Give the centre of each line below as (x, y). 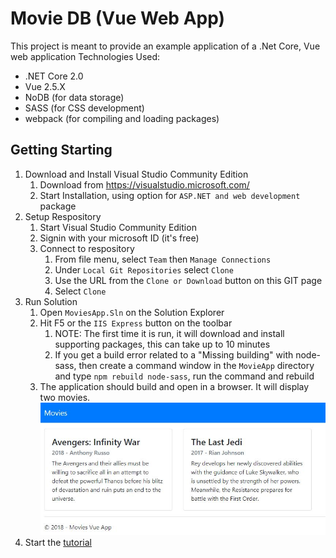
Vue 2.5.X (45, 86)
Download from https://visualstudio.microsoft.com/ (144, 184)
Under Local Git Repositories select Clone (144, 269)
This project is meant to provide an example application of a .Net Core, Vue (165, 46)
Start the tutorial (58, 542)
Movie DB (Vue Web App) (118, 18)
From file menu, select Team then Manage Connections (163, 259)
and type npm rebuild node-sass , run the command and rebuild (184, 376)
